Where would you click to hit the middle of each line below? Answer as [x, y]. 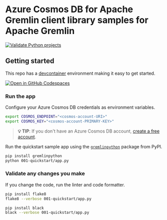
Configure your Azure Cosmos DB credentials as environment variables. [80, 107]
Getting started [30, 61]
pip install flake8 [26, 194]
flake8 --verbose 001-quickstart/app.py [49, 199]
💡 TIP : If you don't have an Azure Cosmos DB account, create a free [89, 131]
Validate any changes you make [45, 174]
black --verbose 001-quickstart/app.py [47, 213]
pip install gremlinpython [34, 156]
